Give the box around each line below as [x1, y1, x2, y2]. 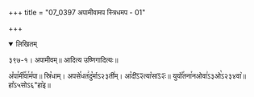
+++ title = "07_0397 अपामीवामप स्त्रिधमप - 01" [8, 8, 146, 17]
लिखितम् [15, 39, 38, 48]
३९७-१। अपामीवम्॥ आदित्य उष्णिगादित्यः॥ [8, 55, 119, 64]
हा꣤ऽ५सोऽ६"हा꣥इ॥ [8, 80, 51, 90]
